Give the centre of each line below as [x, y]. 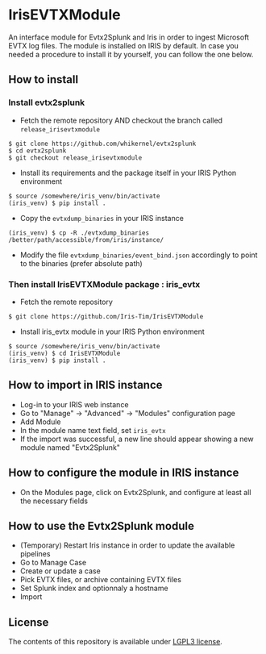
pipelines [35, 554]
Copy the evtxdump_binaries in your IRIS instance [102, 218]
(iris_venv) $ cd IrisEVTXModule [64, 353]
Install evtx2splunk [47, 102]
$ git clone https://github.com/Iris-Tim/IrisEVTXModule [106, 316]
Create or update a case [60, 571]
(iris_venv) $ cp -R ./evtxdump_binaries [79, 233]
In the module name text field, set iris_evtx [93, 430]
